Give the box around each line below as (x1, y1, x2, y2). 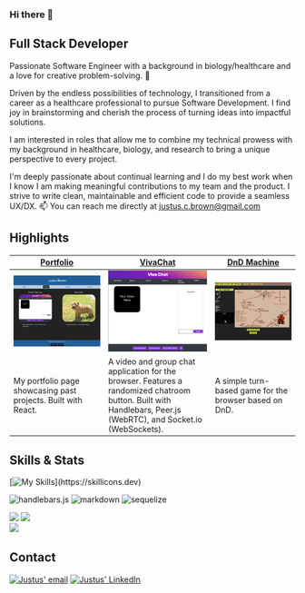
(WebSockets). (107, 423, 164, 434)
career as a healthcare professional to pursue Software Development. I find (9, 97, 290, 108)
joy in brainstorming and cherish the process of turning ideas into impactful (9, 106, 291, 117)
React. (13, 404, 38, 415)
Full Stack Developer (9, 36, 129, 52)
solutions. (9, 116, 46, 127)
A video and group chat (107, 356, 196, 367)
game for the (240, 385, 289, 396)
